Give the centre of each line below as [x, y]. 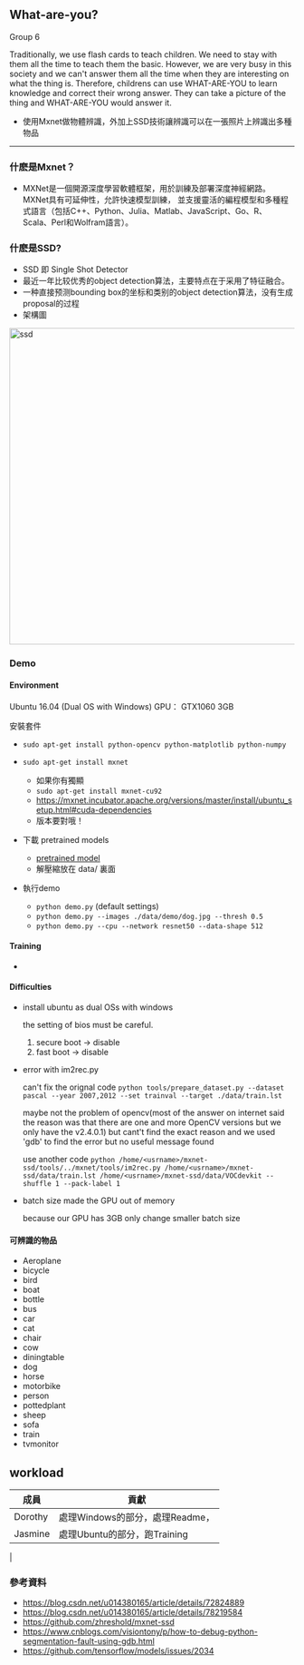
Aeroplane [42, 1261]
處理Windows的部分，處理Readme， [137, 1517]
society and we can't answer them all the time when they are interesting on [149, 73]
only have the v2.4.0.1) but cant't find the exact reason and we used [149, 1131]
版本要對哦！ [60, 820]
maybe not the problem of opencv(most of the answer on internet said [153, 1112]
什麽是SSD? [35, 249]
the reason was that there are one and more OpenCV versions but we [152, 1122]
